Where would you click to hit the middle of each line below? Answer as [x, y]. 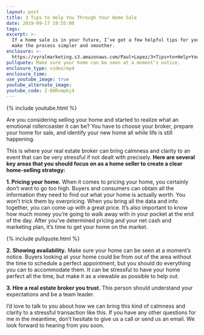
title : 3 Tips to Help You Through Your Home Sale [72, 18]
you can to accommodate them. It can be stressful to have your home [93, 270]
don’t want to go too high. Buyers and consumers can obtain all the [90, 188]
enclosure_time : [27, 74]
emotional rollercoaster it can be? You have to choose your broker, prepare [100, 126]
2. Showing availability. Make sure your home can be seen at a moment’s [99, 250]
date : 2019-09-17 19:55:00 [40, 23]
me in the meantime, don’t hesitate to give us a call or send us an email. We [101, 319]
